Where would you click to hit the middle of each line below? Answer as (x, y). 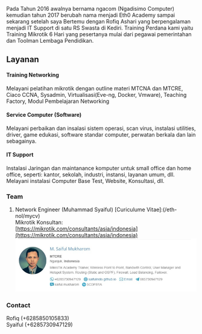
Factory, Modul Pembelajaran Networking (58, 101)
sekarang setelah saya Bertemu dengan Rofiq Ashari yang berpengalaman (99, 21)
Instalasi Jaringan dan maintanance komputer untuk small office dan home (99, 168)
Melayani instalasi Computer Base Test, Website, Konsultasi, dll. (85, 181)
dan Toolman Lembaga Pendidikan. (50, 41)
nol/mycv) (27, 216)
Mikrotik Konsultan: (39, 223)
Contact (18, 305)
